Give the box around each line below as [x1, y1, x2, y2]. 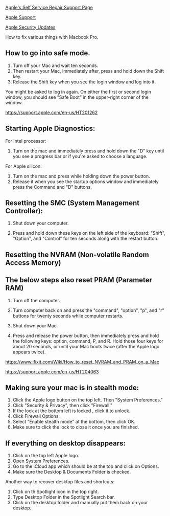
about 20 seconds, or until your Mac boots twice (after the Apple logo [12, 343, 160, 349]
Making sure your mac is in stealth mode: [5, 384, 139, 392]
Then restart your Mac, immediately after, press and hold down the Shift [12, 68, 164, 74]
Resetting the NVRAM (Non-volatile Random [5, 250, 149, 259]
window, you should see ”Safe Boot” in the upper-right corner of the [5, 94, 149, 100]
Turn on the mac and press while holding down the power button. [12, 173, 151, 179]
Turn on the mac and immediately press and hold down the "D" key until [12, 148, 164, 154]
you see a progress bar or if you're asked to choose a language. [12, 153, 148, 159]
